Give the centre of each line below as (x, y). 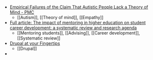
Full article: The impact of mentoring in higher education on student (77, 22)
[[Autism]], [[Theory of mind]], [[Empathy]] (60, 17)
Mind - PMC (22, 12)
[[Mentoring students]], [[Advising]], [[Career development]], (78, 33)
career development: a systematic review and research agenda (73, 28)
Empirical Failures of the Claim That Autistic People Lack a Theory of (79, 7)
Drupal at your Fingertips (35, 43)
